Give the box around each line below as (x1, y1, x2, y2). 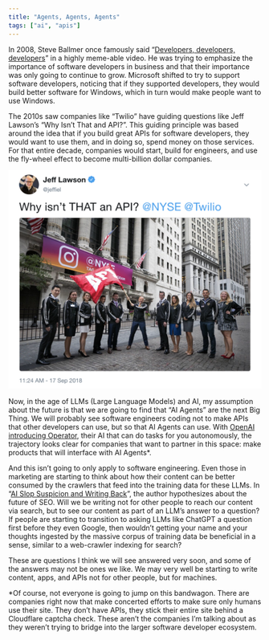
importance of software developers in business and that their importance (8, 61, 251, 71)
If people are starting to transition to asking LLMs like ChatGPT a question (8, 515, 253, 524)
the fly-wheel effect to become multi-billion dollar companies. (8, 153, 213, 164)
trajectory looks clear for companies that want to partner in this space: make (8, 439, 262, 449)
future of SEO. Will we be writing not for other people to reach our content (8, 498, 253, 508)
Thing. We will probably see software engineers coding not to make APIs (8, 414, 249, 423)
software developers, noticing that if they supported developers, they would (8, 79, 259, 88)
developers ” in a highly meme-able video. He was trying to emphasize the (8, 53, 253, 63)
